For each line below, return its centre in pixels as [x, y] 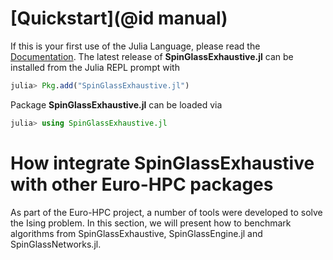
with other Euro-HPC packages [142, 184]
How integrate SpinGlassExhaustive [162, 163]
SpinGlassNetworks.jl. [56, 244]
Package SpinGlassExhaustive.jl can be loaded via [116, 104]
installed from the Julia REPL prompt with [95, 67]
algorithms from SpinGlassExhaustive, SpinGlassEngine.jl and [136, 233]
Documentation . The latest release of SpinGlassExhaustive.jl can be [152, 56]
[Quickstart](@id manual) [119, 18]
